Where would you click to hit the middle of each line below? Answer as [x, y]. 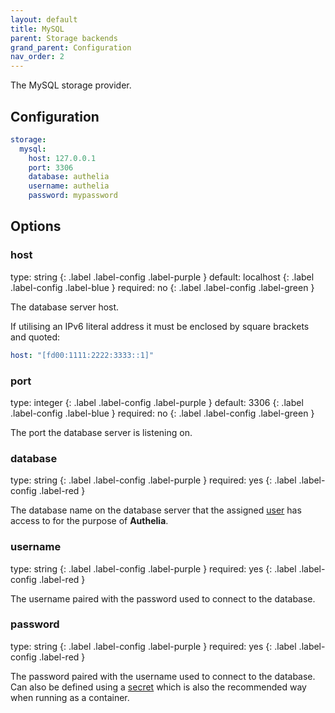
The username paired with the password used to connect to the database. [163, 598]
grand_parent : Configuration [71, 47]
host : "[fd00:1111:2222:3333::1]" [82, 355]
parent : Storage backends [64, 38]
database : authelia [69, 177]
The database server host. [65, 307]
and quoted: [35, 337]
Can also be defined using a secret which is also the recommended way [158, 687]
